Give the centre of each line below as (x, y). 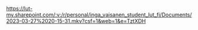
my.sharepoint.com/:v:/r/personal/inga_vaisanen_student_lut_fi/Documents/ (99, 15)
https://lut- (19, 9)
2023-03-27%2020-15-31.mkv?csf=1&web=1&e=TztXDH (76, 21)
